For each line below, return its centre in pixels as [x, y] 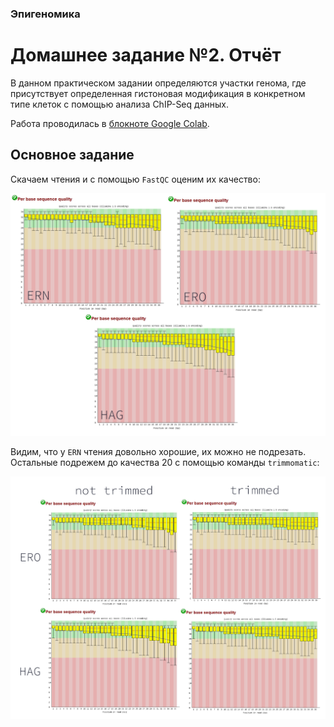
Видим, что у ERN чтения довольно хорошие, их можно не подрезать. [158, 451]
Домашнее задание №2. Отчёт [146, 55]
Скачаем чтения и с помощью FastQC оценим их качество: [135, 179]
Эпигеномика [45, 14]
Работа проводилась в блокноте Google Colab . [110, 123]
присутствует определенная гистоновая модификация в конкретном [158, 93]
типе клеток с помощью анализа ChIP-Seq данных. [119, 104]
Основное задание [72, 155]
